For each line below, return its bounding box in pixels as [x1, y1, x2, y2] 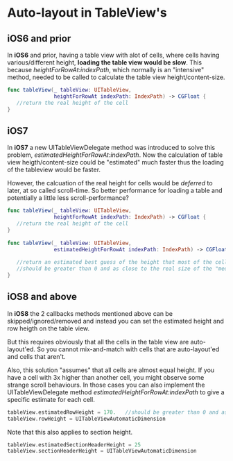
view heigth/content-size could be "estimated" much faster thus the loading [7, 158, 224, 167]
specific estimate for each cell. [7, 395, 95, 403]
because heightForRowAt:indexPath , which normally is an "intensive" [7, 66, 205, 74]
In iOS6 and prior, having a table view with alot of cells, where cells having [7, 51, 220, 59]
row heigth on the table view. [7, 324, 90, 333]
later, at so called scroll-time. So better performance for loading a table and [7, 186, 223, 195]
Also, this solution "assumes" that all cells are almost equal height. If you [7, 366, 215, 374]
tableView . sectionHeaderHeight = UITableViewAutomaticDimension [7, 448, 197, 455]
